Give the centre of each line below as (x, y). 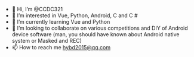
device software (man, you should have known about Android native (96, 34)
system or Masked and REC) (47, 41)
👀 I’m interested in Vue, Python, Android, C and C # (75, 15)
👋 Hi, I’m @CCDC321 (37, 9)
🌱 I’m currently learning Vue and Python (61, 22)
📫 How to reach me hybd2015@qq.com (61, 47)
